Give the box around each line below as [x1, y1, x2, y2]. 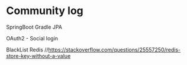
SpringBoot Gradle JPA [6, 23, 62, 30]
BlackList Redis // [6, 46, 49, 53]
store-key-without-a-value [6, 52, 71, 59]
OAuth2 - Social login [6, 35, 58, 42]
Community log [6, 4, 84, 18]
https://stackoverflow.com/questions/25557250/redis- [48, 46, 181, 53]
